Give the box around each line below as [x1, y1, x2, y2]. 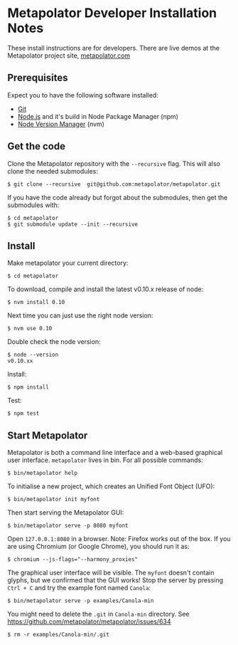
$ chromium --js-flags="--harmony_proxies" [7, 556, 139, 563]
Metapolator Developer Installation [7, 5, 217, 21]
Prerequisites [7, 72, 68, 84]
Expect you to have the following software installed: [7, 90, 158, 99]
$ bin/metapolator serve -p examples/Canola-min [7, 597, 154, 604]
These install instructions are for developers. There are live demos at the [7, 43, 220, 52]
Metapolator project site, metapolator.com [7, 51, 131, 60]
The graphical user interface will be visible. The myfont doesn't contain [7, 568, 215, 577]
